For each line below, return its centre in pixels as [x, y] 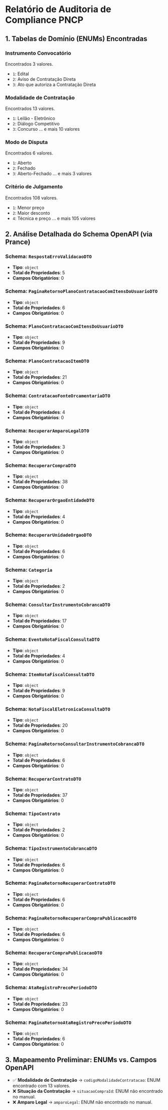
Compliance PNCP [45, 20]
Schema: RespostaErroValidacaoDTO [49, 257]
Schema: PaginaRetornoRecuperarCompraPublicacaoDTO [71, 918]
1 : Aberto [22, 163]
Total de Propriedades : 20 [40, 725]
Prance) [18, 242]
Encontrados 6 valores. [29, 153]
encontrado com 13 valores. [41, 1086]
